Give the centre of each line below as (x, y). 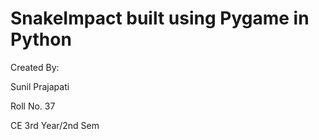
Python (41, 39)
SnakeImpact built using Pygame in (160, 18)
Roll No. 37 (33, 106)
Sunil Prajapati (40, 86)
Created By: (35, 67)
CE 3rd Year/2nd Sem (55, 125)
